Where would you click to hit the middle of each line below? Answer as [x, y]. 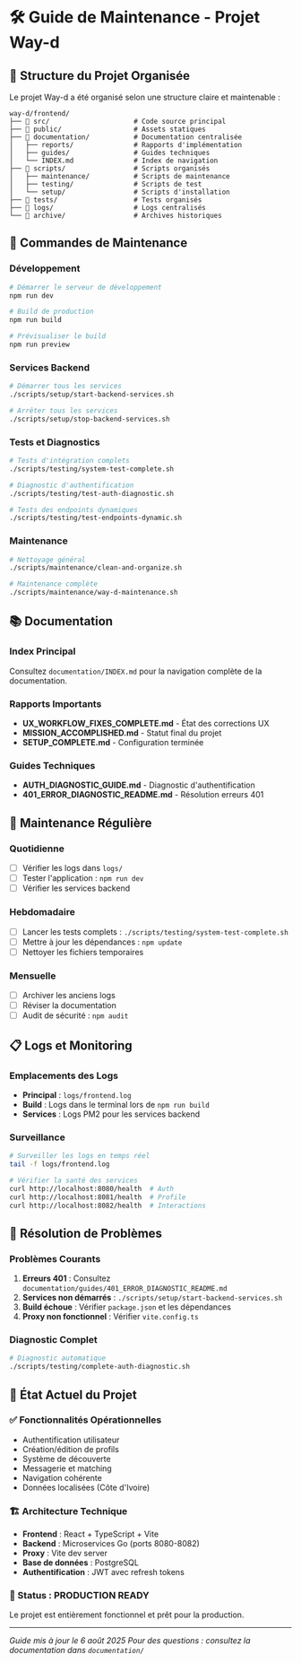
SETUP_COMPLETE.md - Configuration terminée [113, 743]
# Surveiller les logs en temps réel [80, 1156]
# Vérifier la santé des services [74, 1180]
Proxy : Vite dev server [64, 1554]
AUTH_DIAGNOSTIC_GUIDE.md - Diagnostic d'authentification [138, 785]
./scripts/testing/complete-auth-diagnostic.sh [100, 1367]
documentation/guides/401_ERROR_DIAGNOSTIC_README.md [125, 1289]
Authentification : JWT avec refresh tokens [103, 1572]
